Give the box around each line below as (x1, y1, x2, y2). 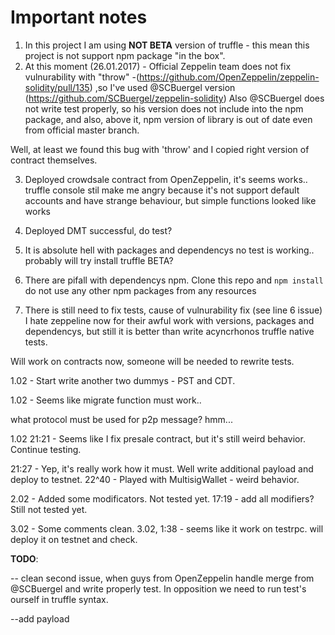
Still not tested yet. (10, 503, 88, 515)
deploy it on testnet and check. (10, 533, 138, 545)
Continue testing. (10, 443, 82, 455)
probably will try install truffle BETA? (24, 254, 174, 266)
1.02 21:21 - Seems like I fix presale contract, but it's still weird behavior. (10, 432, 306, 445)
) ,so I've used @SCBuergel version (89, 81, 236, 93)
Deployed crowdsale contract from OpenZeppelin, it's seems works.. (24, 173, 308, 185)
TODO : (10, 552, 39, 565)
